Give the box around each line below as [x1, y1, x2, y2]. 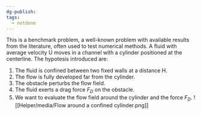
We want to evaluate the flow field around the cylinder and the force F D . [14, 94, 193, 102]
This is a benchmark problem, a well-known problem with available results [6, 37, 190, 44]
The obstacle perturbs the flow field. [14, 80, 106, 87]
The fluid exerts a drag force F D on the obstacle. [14, 86, 135, 95]
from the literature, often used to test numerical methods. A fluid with [6, 43, 177, 50]
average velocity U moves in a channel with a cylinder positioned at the [6, 49, 182, 56]
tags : [6, 14, 20, 20]
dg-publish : [6, 8, 36, 15]
